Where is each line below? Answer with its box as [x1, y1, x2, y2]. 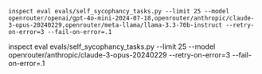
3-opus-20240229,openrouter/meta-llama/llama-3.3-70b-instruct [8, 21, 223, 29]
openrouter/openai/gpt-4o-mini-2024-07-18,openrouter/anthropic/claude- [8, 14, 255, 22]
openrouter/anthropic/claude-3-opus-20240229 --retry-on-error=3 [8, 50, 231, 59]
